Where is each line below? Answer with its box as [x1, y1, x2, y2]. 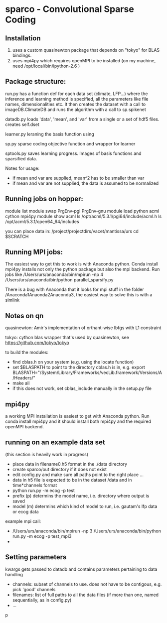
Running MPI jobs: [5, 248, 63, 256]
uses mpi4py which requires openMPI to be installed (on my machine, [12, 58, 156, 63]
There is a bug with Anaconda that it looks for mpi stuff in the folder [5, 286, 144, 292]
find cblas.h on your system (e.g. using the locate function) [12, 359, 134, 365]
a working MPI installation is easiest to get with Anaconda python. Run [5, 413, 150, 419]
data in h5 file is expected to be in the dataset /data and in [12, 477, 132, 483]
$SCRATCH [5, 233, 29, 240]
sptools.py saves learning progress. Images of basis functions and [5, 150, 142, 156]
